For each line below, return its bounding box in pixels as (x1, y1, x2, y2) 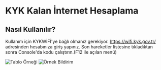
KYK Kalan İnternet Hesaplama (5, 5, 139, 17)
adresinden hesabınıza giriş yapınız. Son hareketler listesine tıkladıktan (5, 44, 153, 50)
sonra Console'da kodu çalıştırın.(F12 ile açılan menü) (5, 49, 117, 55)
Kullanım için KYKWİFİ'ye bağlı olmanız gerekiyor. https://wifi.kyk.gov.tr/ (5, 38, 156, 44)
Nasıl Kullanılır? (5, 25, 56, 34)
